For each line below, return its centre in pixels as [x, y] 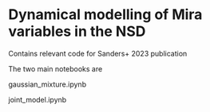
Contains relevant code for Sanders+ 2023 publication [98, 53]
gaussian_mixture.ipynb [47, 84]
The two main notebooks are [55, 68]
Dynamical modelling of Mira [105, 15]
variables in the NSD [77, 31]
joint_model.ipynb [38, 99]
